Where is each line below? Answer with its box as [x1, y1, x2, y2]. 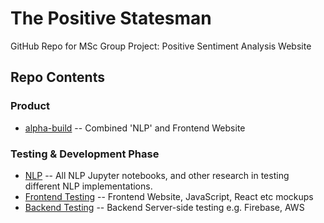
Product [10, 99, 51, 113]
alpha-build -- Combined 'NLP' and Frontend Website [24, 122, 246, 134]
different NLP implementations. [24, 180, 153, 192]
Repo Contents [10, 69, 105, 86]
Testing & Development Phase [10, 147, 160, 161]
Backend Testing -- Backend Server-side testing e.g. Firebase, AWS [24, 201, 305, 213]
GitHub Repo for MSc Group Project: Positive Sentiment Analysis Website [10, 40, 312, 52]
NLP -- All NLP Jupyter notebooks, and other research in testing [24, 169, 290, 181]
